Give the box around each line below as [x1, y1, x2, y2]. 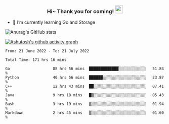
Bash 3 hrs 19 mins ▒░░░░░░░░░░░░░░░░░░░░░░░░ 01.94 [5, 101, 164, 107]
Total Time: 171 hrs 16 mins [5, 57, 67, 63]
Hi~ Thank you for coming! [47, 8, 114, 15]
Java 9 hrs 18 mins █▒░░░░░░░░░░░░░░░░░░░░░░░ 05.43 [5, 93, 164, 98]
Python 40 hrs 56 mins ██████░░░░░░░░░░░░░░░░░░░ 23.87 [5, 75, 164, 80]
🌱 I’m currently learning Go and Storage [12, 19, 95, 25]
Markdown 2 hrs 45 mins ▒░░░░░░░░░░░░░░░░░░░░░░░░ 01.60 [5, 110, 164, 115]
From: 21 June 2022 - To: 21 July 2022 [5, 48, 90, 54]
